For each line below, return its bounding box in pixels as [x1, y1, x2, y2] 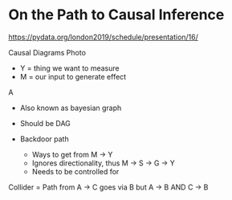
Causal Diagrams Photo [8, 47, 87, 57]
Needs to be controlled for [31, 166, 120, 176]
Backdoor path [19, 134, 70, 144]
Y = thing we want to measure [19, 63, 120, 73]
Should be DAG [19, 118, 71, 128]
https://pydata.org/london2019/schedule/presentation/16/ [8, 32, 199, 42]
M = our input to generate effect [19, 71, 127, 81]
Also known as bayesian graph [19, 103, 122, 112]
